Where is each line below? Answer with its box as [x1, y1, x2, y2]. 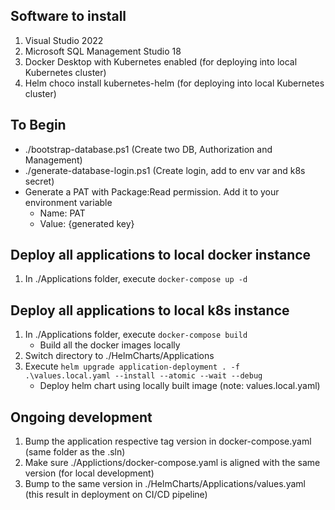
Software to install [10, 8, 127, 25]
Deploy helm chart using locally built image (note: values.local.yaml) [39, 380, 321, 392]
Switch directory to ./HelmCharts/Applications [24, 350, 215, 362]
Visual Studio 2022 [24, 34, 104, 46]
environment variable [24, 196, 113, 208]
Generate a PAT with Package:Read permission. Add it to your [24, 185, 280, 198]
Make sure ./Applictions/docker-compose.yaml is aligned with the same [24, 457, 321, 469]
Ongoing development [10, 409, 153, 426]
